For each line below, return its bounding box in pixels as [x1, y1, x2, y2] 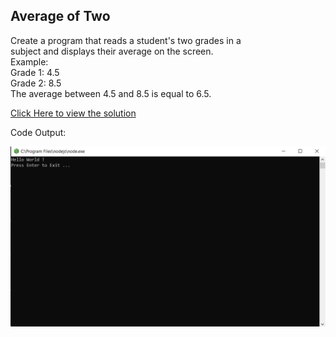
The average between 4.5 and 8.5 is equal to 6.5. [10, 87, 212, 99]
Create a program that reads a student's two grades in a [10, 34, 242, 46]
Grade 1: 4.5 [10, 66, 60, 78]
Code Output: [10, 126, 67, 138]
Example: [10, 55, 49, 68]
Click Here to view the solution [10, 107, 137, 119]
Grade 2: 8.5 [10, 77, 62, 89]
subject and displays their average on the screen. [10, 45, 214, 57]
